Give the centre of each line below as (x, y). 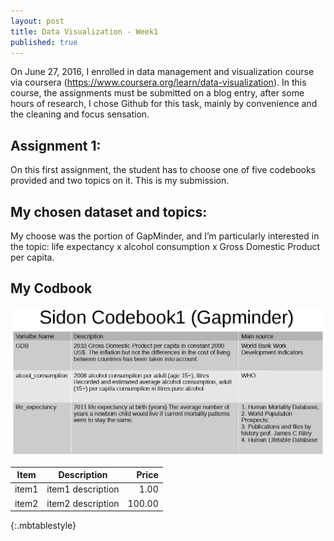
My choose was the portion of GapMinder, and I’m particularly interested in (165, 236)
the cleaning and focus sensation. (80, 114)
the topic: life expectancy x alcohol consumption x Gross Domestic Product (165, 246)
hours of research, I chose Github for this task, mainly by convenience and (164, 104)
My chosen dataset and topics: (109, 211)
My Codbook (51, 288)
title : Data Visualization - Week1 (84, 31)
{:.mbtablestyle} (43, 526)
